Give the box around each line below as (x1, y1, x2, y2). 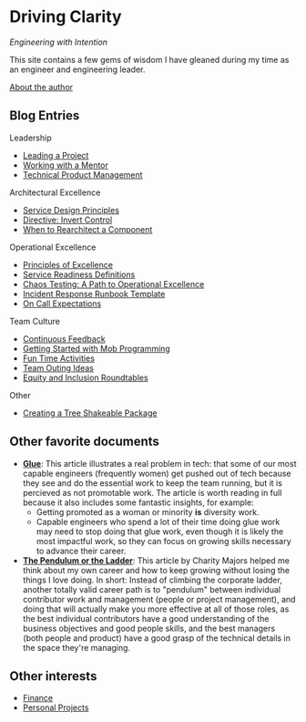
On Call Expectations (22, 298, 102, 309)
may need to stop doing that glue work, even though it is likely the (36, 526, 284, 537)
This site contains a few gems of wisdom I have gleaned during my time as (9, 54, 290, 65)
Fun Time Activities (22, 353, 96, 364)
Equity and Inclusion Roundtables (22, 372, 148, 383)
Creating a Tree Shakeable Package (22, 407, 158, 418)
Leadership (9, 132, 52, 143)
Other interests (9, 668, 97, 684)
